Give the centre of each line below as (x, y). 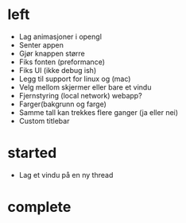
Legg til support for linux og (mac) (75, 79)
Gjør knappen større (52, 53)
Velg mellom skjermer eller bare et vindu (85, 87)
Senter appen (41, 44)
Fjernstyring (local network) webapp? (80, 95)
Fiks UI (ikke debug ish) (58, 70)
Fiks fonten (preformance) (62, 62)
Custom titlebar (44, 121)
